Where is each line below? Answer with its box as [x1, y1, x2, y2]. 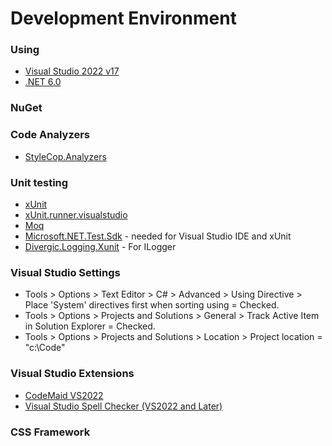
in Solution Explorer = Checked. [24, 320, 156, 332]
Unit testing [10, 175, 69, 189]
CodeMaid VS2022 [24, 389, 104, 401]
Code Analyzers [10, 128, 91, 142]
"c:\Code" [24, 342, 66, 354]
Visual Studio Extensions [10, 367, 135, 381]
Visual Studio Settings [10, 265, 121, 279]
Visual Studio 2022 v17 [24, 65, 120, 77]
